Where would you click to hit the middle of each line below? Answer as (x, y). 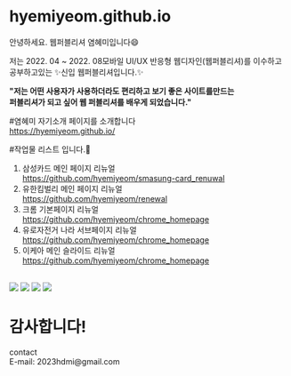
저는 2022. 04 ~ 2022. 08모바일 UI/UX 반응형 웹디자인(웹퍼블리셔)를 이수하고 (145, 60)
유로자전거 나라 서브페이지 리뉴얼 (79, 229)
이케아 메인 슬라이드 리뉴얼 (69, 250)
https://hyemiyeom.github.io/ (62, 131)
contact (23, 352)
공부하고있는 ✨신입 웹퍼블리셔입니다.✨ (77, 72)
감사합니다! (48, 327)
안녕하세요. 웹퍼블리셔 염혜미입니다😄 (74, 42)
